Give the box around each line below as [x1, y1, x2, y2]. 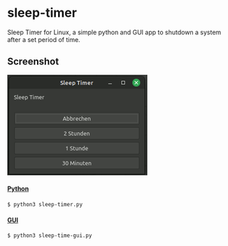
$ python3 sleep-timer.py [7, 201, 83, 208]
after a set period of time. [7, 35, 80, 43]
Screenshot [7, 56, 59, 68]
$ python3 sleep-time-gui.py [7, 232, 92, 239]
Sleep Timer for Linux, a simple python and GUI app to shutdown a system [7, 28, 222, 36]
